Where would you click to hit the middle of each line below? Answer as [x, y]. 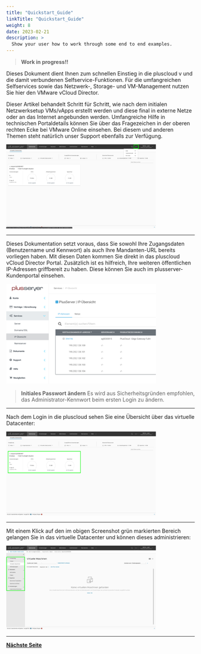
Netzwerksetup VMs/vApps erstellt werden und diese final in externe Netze [99, 110]
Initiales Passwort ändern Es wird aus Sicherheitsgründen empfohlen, [108, 393]
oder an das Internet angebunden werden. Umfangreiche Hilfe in [86, 117]
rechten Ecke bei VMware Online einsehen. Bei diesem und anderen [90, 130]
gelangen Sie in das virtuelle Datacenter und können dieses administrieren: [99, 537]
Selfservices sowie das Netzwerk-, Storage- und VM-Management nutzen [98, 86]
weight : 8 [19, 25]
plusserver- [169, 269]
